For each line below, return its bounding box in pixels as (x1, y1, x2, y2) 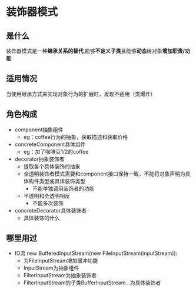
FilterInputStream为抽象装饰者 (23, 272, 97, 279)
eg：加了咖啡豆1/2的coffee (23, 148, 89, 155)
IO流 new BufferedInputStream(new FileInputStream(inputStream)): (14, 250, 178, 257)
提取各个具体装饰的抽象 (23, 162, 81, 170)
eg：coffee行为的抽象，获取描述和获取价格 (23, 133, 128, 140)
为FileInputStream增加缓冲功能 (23, 257, 98, 264)
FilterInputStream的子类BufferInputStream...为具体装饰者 (23, 279, 161, 286)
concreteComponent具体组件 (14, 141, 86, 148)
